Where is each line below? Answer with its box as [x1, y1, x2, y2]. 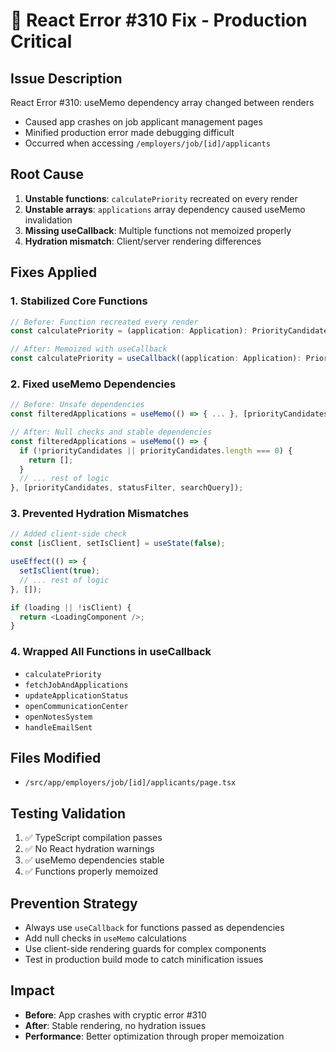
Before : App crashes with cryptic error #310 [24, 1009, 207, 1021]
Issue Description [10, 70, 123, 87]
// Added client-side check [10, 529, 128, 539]
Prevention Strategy [10, 895, 138, 912]
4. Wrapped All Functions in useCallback [10, 645, 212, 659]
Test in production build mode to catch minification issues [24, 954, 264, 966]
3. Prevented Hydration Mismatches [10, 507, 190, 521]
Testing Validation [10, 805, 127, 822]
